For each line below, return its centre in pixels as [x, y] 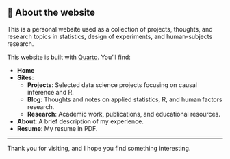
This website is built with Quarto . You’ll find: [69, 57]
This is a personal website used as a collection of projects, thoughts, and [110, 29]
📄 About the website [51, 13]
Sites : [25, 77]
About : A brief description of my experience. [80, 121]
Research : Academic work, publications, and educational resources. [124, 114]
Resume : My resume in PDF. [57, 128]
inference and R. [50, 92]
